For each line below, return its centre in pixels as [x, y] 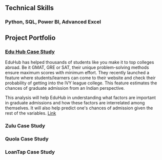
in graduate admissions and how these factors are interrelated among [75, 103]
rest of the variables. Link [30, 113]
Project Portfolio [30, 38]
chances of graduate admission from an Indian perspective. [65, 88]
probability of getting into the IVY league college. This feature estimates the [81, 83]
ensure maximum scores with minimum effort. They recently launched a [77, 72]
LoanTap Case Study [30, 152]
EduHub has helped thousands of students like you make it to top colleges [80, 62]
